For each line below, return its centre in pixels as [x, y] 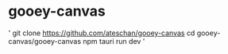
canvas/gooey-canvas [45, 41]
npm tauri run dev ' [114, 41]
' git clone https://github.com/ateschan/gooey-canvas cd [102, 33]
